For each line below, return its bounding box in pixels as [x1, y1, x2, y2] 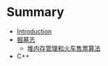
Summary [6, 4, 64, 20]
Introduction [16, 27, 52, 35]
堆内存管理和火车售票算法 [26, 44, 101, 52]
